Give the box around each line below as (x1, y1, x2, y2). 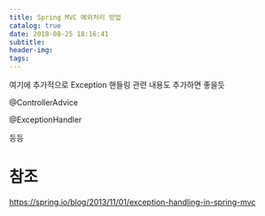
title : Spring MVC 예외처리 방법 (9, 12, 121, 22)
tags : (9, 54, 29, 63)
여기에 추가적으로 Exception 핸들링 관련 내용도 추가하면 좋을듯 (9, 80, 225, 89)
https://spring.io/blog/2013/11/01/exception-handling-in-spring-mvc (9, 197, 256, 207)
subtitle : (9, 37, 46, 47)
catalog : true (9, 21, 62, 30)
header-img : (9, 46, 53, 55)
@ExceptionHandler (9, 114, 82, 125)
